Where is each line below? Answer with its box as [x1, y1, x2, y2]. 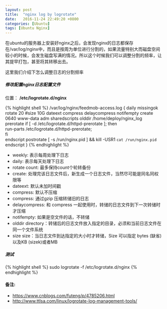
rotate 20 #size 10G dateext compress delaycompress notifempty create [5, 110, 153, 116]
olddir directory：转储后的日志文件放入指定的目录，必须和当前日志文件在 [12, 221, 162, 227]
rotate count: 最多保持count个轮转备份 [12, 164, 91, 170]
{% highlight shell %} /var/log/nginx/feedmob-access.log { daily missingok [5, 105, 158, 111]
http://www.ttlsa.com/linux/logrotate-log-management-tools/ [12, 298, 138, 304]
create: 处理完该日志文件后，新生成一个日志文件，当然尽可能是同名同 [12, 171, 155, 177]
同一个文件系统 [12, 227, 43, 232]
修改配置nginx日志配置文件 [5, 81, 61, 87]
